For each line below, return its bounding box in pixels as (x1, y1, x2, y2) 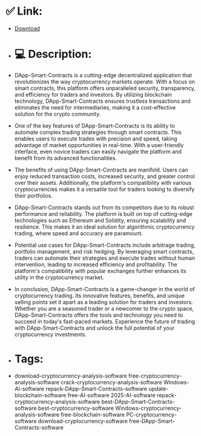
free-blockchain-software (61, 410, 125, 418)
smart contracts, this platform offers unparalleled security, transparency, (14, 84, 196, 92)
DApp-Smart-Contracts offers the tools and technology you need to (14, 311, 183, 319)
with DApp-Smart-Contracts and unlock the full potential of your (14, 324, 175, 331)
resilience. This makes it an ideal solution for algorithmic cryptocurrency (14, 223, 195, 230)
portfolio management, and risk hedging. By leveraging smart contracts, (14, 247, 194, 255)
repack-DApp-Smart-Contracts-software (45, 385, 148, 392)
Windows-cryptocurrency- (115, 404, 182, 412)
